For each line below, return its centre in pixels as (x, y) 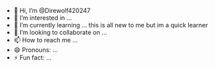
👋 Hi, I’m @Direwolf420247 (52, 11)
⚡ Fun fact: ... (32, 57)
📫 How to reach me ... (45, 40)
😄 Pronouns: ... (36, 50)
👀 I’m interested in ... (43, 18)
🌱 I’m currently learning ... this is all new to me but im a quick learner (111, 25)
